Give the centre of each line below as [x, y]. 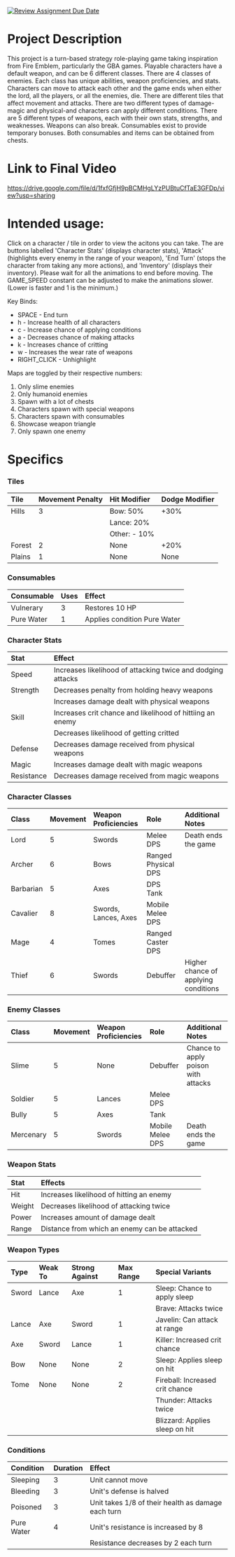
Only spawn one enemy [51, 431]
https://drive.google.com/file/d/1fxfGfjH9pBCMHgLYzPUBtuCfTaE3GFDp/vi [116, 188]
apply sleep [175, 1297]
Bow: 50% [127, 511]
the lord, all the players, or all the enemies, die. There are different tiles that [115, 95]
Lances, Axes [115, 918]
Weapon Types [33, 1250]
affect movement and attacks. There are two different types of [97, 103]
